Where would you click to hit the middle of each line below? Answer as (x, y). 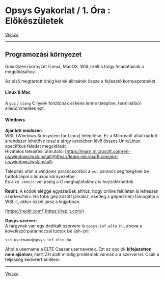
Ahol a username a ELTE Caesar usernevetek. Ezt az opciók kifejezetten (78, 249)
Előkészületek (34, 21)
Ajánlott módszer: (24, 130)
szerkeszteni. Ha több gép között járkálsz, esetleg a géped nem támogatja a (82, 197)
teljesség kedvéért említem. (33, 259)
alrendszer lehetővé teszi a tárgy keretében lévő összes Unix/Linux (73, 141)
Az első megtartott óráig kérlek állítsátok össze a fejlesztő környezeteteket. (81, 81)
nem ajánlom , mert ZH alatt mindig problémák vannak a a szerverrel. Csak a (82, 255)
